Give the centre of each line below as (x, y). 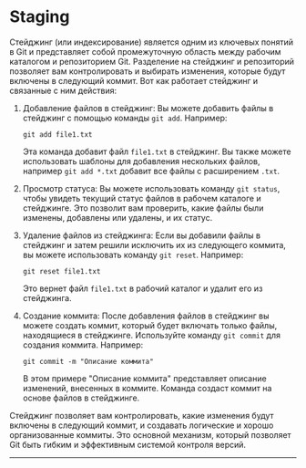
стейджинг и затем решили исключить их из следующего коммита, (154, 244)
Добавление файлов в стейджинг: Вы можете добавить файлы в (148, 108)
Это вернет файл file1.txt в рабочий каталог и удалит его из (143, 288)
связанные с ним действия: (63, 90)
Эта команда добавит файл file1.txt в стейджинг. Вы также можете (157, 151)
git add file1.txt (57, 134)
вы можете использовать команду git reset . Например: (133, 255)
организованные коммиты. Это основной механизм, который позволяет (150, 434)
